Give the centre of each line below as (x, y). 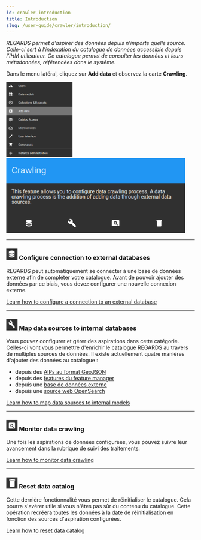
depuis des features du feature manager (65, 378)
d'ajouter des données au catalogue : (52, 360)
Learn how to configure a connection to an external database (82, 301)
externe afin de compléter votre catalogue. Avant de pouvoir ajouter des (95, 277)
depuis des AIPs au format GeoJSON (60, 371)
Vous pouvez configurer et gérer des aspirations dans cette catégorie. (93, 341)
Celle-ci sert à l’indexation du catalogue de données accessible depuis (94, 49)
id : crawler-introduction (38, 13)
